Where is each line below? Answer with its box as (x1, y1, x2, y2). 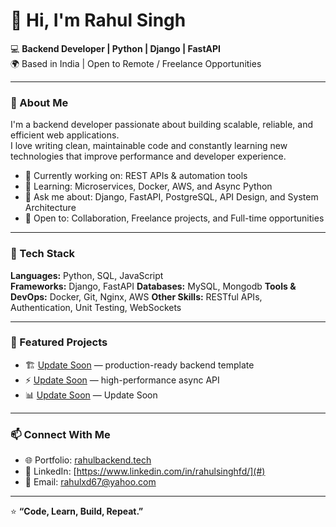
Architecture (24, 202, 77, 214)
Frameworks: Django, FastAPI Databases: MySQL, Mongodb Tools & (10, 280, 297, 292)
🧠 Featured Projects (10, 335, 108, 349)
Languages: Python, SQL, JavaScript (10, 269, 164, 281)
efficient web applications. (10, 129, 120, 141)
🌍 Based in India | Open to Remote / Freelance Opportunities (10, 57, 262, 69)
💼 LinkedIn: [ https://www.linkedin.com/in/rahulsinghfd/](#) (24, 465, 266, 478)
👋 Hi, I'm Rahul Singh (10, 9, 187, 32)
